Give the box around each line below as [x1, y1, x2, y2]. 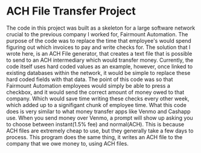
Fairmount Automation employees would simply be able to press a [6, 82, 170, 89]
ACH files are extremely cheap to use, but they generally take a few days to [6, 127, 194, 134]
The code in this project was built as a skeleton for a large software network [6, 24, 196, 31]
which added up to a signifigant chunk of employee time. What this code [6, 101, 187, 108]
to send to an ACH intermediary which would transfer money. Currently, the [6, 56, 194, 63]
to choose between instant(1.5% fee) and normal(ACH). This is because [6, 120, 185, 128]
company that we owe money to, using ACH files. [6, 140, 129, 147]
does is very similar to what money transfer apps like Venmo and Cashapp [6, 108, 191, 115]
